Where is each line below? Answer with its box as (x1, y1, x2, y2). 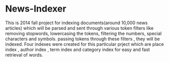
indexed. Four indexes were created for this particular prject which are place (5, 41, 164, 47)
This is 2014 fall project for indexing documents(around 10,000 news (5, 20, 148, 26)
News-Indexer (5, 3, 67, 15)
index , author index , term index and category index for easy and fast (5, 46, 150, 52)
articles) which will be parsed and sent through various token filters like (5, 25, 154, 31)
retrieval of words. (5, 51, 43, 58)
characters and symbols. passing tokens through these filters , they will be (5, 36, 160, 42)
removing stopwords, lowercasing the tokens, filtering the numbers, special (5, 30, 162, 36)
